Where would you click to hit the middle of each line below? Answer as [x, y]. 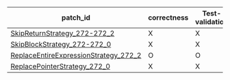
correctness [168, 18]
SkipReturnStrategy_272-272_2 [63, 33]
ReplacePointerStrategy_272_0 [61, 66]
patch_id [76, 18]
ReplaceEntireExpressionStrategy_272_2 [76, 55]
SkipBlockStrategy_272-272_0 [61, 44]
